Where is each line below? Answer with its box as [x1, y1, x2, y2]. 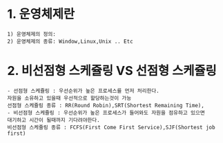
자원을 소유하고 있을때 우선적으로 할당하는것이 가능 [7, 94, 132, 102]
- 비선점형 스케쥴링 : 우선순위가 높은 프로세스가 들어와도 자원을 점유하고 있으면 [7, 109, 205, 116]
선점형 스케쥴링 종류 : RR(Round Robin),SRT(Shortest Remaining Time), [7, 102, 205, 109]
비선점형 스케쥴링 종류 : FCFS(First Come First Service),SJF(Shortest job [7, 124, 215, 131]
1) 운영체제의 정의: [7, 30, 57, 38]
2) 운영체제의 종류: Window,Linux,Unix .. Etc [7, 38, 133, 45]
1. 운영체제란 [7, 6, 75, 22]
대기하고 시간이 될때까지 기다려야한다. [7, 116, 100, 124]
